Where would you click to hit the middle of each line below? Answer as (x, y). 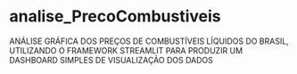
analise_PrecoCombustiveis (115, 16)
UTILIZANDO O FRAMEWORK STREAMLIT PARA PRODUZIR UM (126, 50)
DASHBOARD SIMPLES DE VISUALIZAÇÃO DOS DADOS (111, 60)
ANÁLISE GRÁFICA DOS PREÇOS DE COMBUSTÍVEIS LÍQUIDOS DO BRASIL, (149, 41)
